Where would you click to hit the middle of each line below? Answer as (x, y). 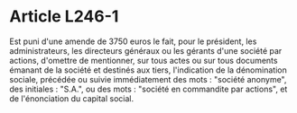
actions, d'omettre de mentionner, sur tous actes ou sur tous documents (144, 60)
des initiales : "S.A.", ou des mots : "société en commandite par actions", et (148, 89)
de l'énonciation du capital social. (72, 98)
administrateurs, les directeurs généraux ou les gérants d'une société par (146, 50)
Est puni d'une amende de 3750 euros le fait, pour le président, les (133, 41)
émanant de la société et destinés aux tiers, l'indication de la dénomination (148, 70)
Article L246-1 (64, 17)
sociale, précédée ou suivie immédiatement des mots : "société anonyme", (148, 79)
